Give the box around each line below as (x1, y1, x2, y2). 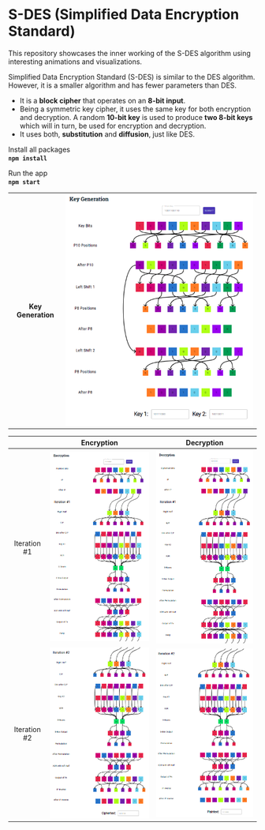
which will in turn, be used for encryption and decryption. (19, 121, 207, 130)
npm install (8, 154, 47, 163)
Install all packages (8, 145, 71, 154)
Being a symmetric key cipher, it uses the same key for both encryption (19, 104, 252, 114)
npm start (8, 178, 41, 186)
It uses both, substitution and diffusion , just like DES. (19, 129, 196, 139)
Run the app (8, 168, 48, 178)
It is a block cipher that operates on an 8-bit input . (19, 96, 186, 105)
